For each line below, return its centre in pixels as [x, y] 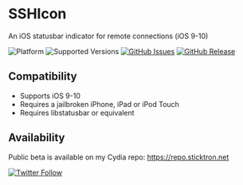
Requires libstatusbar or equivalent [77, 112]
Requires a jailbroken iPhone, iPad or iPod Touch [99, 104]
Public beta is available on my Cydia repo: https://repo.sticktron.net [119, 157]
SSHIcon [37, 14]
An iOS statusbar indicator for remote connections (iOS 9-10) [108, 36]
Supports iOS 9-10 [50, 96]
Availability [37, 138]
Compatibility [43, 77]
